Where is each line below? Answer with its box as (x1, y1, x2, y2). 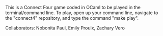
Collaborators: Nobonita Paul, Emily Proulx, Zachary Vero (5, 25, 125, 31)
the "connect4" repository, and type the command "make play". (5, 15, 139, 21)
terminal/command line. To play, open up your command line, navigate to (5, 10, 158, 16)
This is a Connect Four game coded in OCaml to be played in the (5, 5, 141, 10)
